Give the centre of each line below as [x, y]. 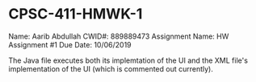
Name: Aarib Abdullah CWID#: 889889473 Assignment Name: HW [119, 36]
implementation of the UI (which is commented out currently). [111, 68]
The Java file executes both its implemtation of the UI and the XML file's [128, 60]
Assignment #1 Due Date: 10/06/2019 [70, 44]
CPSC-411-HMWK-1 [76, 14]
